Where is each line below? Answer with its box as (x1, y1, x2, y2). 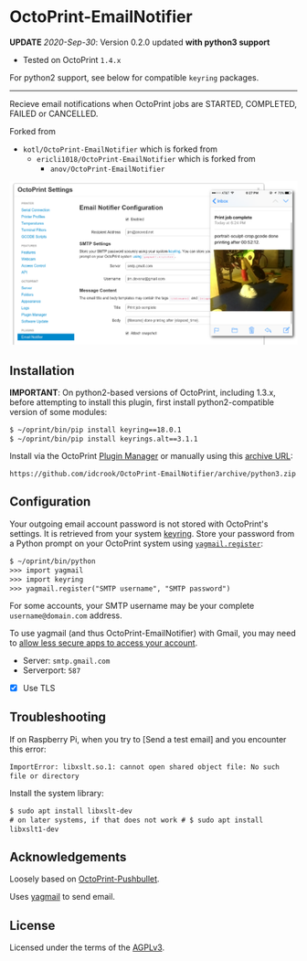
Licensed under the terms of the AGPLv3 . (9, 942, 165, 953)
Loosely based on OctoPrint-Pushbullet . (9, 873, 160, 884)
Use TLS (22, 682, 56, 693)
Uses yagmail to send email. (9, 892, 116, 902)
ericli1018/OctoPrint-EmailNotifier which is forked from (36, 153, 256, 164)
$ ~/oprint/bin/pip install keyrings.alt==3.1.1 (9, 434, 198, 443)
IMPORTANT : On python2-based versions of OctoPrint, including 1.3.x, (9, 387, 276, 398)
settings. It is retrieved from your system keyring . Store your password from (9, 528, 295, 539)
